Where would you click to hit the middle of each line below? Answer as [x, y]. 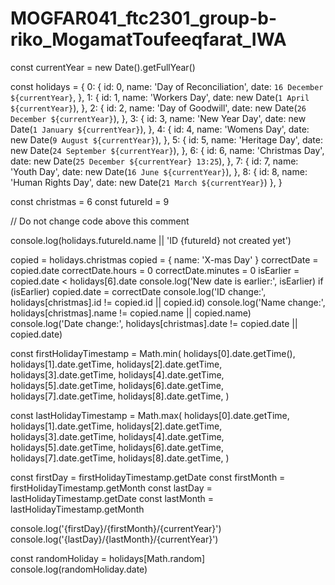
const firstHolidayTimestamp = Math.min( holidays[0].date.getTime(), [153, 353]
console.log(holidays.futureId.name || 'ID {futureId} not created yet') [151, 240]
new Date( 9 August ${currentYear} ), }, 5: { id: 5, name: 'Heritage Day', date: [166, 139]
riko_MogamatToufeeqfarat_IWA [148, 39]
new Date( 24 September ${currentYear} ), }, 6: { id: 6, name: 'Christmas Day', [167, 150]
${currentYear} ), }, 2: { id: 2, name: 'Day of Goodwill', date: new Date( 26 [158, 108]
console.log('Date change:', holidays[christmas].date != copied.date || [154, 323]
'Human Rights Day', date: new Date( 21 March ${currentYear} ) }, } [146, 182]
